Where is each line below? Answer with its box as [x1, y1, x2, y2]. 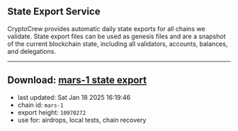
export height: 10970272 [17, 108, 86, 116]
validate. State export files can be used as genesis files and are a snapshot [7, 32, 226, 40]
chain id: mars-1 [17, 101, 64, 109]
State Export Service [7, 6, 101, 18]
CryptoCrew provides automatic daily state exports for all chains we [7, 24, 205, 33]
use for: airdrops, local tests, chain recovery [17, 115, 147, 124]
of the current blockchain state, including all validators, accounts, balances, [7, 39, 228, 48]
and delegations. [7, 47, 57, 55]
